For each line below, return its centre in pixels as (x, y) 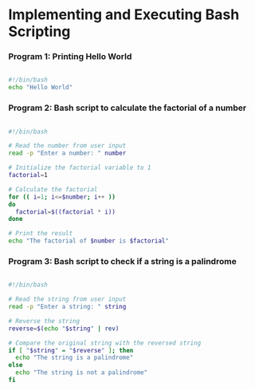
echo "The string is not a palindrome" (82, 372)
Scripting (39, 32)
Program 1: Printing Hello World (70, 57)
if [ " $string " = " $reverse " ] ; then (71, 350)
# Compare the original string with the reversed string (105, 343)
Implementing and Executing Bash (124, 15)
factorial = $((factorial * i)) (65, 212)
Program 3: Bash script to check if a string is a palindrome (122, 261)
